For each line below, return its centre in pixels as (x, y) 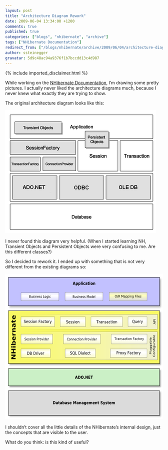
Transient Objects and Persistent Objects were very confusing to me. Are (80, 246)
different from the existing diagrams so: (46, 266)
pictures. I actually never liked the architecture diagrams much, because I (81, 88)
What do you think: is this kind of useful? (47, 442)
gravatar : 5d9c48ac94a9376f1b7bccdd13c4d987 (52, 58)
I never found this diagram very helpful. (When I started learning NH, (76, 241)
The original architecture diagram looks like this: (55, 103)
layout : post (19, 10)
